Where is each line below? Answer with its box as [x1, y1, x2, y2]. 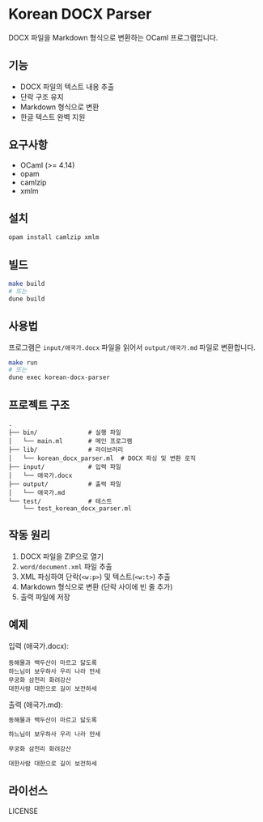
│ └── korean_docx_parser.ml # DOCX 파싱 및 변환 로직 [8, 454, 197, 462]
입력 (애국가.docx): [8, 641, 69, 650]
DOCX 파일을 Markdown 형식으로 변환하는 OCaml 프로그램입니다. [8, 32, 218, 42]
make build [8, 280, 45, 288]
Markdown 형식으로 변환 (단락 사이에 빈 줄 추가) [19, 581, 173, 591]
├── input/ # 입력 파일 [8, 462, 121, 471]
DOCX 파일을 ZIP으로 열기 [19, 552, 104, 561]
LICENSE [8, 806, 39, 816]
